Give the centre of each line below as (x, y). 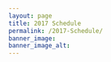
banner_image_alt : (39, 46)
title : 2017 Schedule (45, 23)
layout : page (30, 16)
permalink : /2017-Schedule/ (56, 31)
